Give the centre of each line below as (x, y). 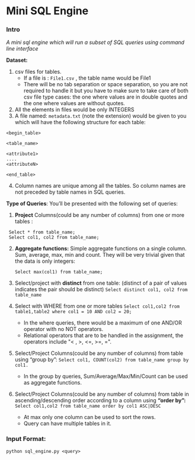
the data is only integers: (45, 261)
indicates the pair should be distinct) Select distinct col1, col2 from (101, 289)
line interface (22, 49)
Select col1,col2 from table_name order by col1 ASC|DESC (88, 406)
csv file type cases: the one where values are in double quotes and (106, 97)
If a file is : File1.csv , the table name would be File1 (87, 78)
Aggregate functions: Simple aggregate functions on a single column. (100, 248)
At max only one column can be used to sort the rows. (89, 417)
